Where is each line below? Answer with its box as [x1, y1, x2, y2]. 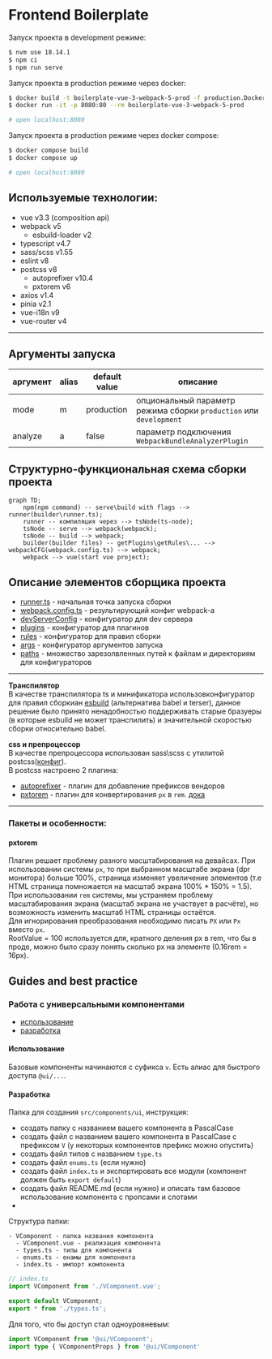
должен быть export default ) [19, 1175, 121, 1184]
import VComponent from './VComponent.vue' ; [8, 1283, 161, 1291]
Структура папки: [8, 1216, 70, 1227]
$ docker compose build [8, 146, 89, 155]
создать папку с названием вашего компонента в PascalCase [19, 1123, 234, 1133]
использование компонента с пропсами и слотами [19, 1192, 198, 1202]
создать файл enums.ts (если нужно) [19, 1158, 147, 1167]
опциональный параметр [136, 395, 236, 407]
